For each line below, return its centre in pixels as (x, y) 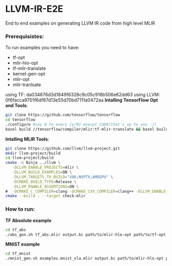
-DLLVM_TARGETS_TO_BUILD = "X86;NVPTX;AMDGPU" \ (63, 177)
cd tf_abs (16, 230)
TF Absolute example (28, 220)
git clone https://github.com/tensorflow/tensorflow (63, 115)
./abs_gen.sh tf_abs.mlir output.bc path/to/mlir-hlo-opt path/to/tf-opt (86, 234)
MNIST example (23, 244)
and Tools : (17, 106)
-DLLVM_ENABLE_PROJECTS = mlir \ (46, 168)
